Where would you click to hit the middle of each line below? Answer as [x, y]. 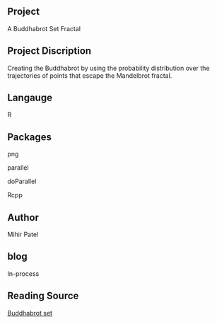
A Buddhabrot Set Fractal [44, 28]
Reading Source [43, 296]
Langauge [30, 98]
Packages [29, 137]
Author [23, 218]
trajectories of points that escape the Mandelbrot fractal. [90, 75]
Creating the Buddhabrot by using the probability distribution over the [108, 68]
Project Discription [49, 51]
